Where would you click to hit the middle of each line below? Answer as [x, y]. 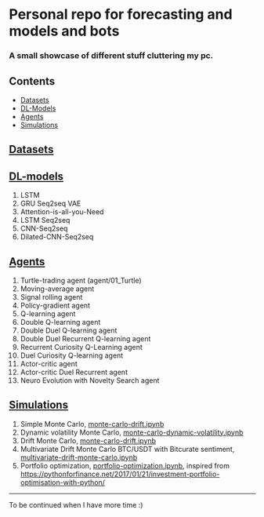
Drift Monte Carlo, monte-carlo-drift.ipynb [88, 440]
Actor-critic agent [49, 363]
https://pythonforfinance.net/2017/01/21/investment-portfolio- [120, 474]
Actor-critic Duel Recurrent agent [74, 372]
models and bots [64, 31]
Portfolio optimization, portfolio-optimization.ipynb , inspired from [125, 465]
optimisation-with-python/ [62, 482]
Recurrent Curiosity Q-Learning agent [81, 347]
